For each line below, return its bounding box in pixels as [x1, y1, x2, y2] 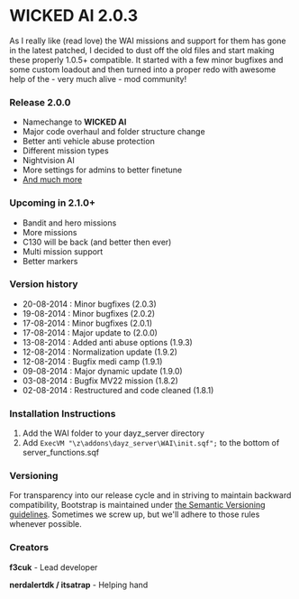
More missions [22, 226, 77, 237]
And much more [22, 174, 83, 185]
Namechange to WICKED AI [22, 116, 127, 127]
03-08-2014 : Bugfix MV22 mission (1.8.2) [22, 375, 178, 386]
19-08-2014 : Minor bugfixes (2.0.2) [22, 308, 156, 318]
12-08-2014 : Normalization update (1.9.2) [22, 346, 178, 357]
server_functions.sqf [22, 447, 100, 458]
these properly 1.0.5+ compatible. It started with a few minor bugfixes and [9, 54, 284, 65]
